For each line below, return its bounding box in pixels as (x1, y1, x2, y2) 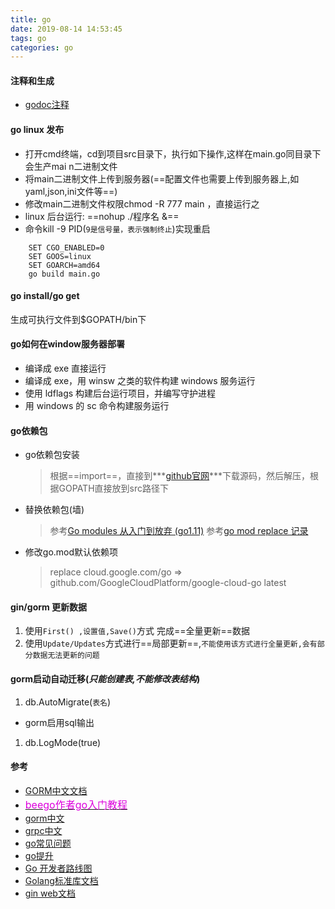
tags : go (10, 33, 47, 43)
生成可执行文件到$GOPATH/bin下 (10, 313, 147, 325)
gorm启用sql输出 (24, 716, 95, 728)
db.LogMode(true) (24, 736, 101, 748)
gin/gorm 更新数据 (10, 601, 88, 613)
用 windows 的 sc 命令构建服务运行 (24, 400, 170, 412)
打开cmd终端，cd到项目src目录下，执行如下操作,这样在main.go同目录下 (24, 147, 322, 160)
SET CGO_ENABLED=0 (28, 242, 105, 253)
